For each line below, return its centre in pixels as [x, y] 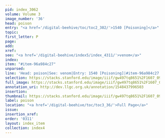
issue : [12, 110]
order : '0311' [20, 119]
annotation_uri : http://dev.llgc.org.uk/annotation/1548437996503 [74, 87]
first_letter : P [22, 37]
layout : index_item [25, 123]
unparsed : [15, 69]
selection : [16, 78]
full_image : [17, 82]
